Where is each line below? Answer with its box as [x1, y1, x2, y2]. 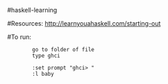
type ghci [32, 52, 60, 59]
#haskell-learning [7, 6, 58, 14]
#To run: [7, 33, 31, 41]
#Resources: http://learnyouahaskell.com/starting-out [7, 19, 161, 27]
